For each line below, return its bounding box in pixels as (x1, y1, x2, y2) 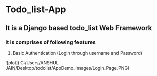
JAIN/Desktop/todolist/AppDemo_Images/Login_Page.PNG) (5, 65, 130, 71)
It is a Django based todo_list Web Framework (5, 24, 152, 32)
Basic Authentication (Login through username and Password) (12, 50, 143, 56)
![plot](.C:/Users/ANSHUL (5, 59, 59, 66)
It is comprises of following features (5, 39, 96, 46)
